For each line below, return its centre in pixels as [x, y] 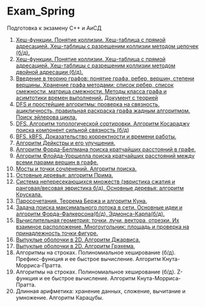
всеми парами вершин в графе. [57, 162]
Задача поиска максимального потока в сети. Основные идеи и [99, 207]
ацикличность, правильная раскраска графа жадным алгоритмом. [103, 110]
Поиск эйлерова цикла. [46, 117]
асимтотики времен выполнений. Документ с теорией [87, 98]
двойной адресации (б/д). [50, 72]
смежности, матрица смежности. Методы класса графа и [91, 91]
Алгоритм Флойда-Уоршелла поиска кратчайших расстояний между [105, 155]
